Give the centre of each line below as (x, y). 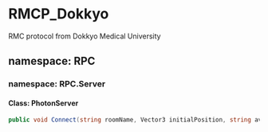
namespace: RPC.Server (57, 84)
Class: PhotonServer (43, 103)
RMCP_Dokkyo (59, 14)
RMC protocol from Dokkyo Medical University (85, 36)
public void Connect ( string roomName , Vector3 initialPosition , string (130, 120)
